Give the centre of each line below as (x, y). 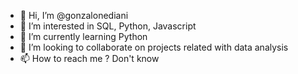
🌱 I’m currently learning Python (83, 36)
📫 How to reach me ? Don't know (89, 58)
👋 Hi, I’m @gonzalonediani (74, 15)
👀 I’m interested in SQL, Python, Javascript (108, 26)
